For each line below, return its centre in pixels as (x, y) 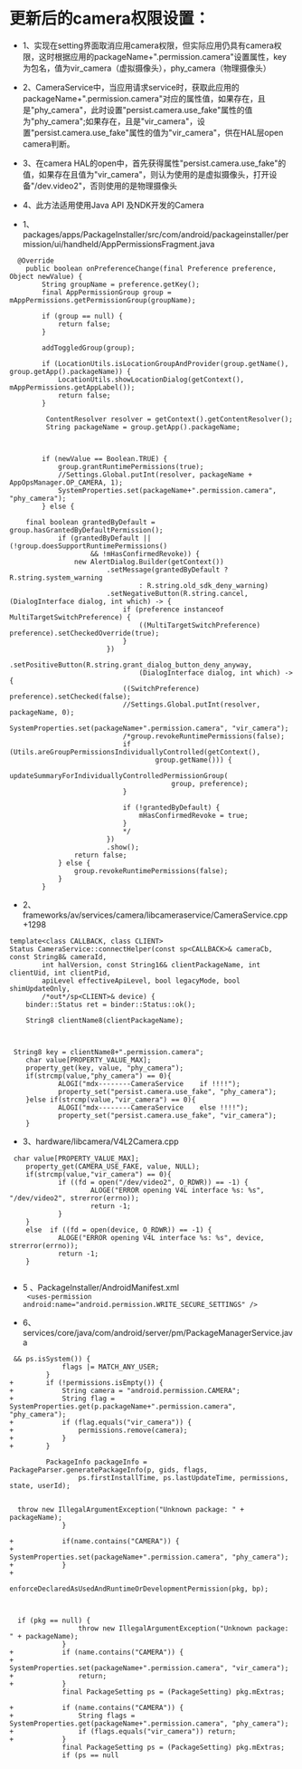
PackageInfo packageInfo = (96, 1462)
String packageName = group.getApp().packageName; (143, 427)
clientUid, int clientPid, (60, 973)
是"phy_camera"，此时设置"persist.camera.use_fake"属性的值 (137, 110)
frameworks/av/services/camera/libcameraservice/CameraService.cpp (155, 915)
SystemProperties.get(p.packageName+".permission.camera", (123, 1406)
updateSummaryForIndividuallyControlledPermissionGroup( (119, 775)
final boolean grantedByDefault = (90, 522)
